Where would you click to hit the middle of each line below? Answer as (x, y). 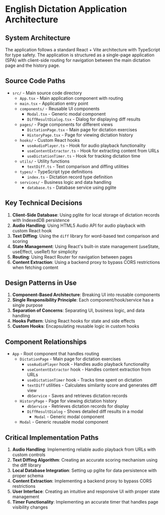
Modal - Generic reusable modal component (64, 422)
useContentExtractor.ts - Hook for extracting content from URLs (93, 150)
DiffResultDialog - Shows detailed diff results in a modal (85, 412)
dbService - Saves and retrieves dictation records (77, 396)
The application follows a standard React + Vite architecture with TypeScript (83, 50)
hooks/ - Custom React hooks (50, 140)
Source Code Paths (35, 81)
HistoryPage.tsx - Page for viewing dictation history (80, 135)
